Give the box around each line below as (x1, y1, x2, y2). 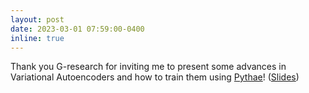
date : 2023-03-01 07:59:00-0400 (10, 24, 145, 34)
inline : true (10, 33, 65, 43)
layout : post (10, 14, 65, 25)
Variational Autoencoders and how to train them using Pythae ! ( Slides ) (10, 71, 300, 83)
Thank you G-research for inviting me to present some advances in (10, 61, 287, 73)
